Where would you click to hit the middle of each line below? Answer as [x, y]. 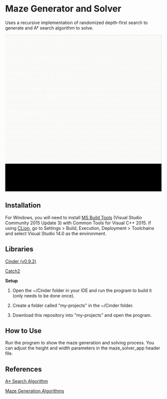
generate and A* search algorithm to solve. [49, 28]
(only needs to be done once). [43, 295]
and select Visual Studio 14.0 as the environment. [56, 233]
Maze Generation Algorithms [35, 391]
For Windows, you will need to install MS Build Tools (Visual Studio [74, 217]
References [23, 369]
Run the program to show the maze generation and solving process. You [79, 343]
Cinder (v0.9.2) [21, 261]
